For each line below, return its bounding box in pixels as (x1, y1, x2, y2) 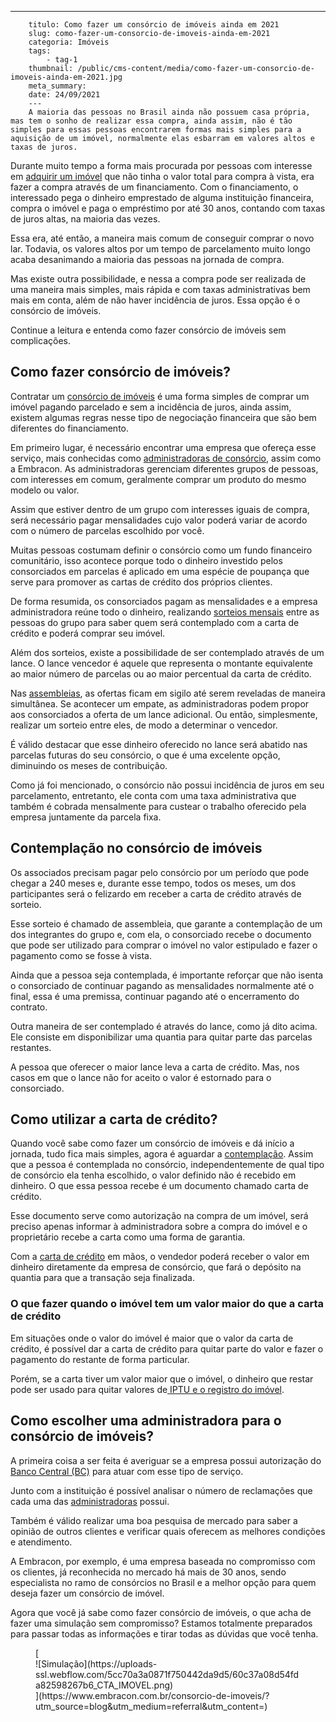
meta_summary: (28, 81, 87, 91)
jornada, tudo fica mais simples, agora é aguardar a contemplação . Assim (10, 1148, 314, 1160)
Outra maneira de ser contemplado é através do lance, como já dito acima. (10, 1020, 318, 1032)
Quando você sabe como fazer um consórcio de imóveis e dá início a (10, 1137, 295, 1150)
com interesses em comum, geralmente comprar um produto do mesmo (10, 473, 307, 485)
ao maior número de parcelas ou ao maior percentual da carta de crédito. (10, 667, 312, 680)
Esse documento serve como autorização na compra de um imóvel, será (10, 1210, 309, 1222)
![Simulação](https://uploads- (35, 1657, 158, 1670)
